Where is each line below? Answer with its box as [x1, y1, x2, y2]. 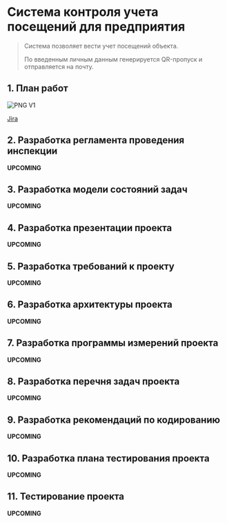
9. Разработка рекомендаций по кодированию [7, 414, 221, 425]
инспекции [7, 145, 58, 157]
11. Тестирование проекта [7, 490, 125, 502]
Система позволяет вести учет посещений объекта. [23, 42, 179, 50]
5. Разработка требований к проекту [7, 260, 175, 272]
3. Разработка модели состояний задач [7, 183, 188, 195]
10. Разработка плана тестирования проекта [7, 452, 210, 464]
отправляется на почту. [23, 62, 95, 71]
